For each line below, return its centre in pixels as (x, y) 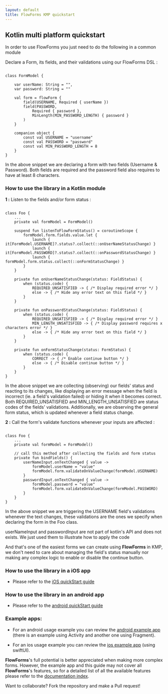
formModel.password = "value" (63, 484)
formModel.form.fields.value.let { (60, 235)
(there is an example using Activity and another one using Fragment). (84, 635)
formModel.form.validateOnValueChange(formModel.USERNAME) (95, 471)
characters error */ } (29, 328)
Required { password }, (57, 111)
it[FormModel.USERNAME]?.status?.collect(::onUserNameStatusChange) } (80, 244)
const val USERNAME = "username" (58, 138)
